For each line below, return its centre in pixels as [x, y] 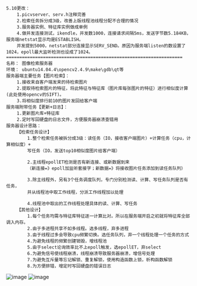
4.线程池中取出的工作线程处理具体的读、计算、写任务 [82, 204]
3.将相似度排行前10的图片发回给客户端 [57, 101]
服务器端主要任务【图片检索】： [38, 76]
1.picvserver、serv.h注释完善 [51, 15]
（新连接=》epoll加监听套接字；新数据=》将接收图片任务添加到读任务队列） [106, 169]
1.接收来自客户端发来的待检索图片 [52, 82]
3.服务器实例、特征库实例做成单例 [52, 27]
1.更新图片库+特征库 [38, 113]
